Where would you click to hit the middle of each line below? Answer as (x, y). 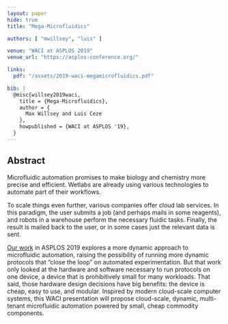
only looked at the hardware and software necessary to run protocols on (109, 269)
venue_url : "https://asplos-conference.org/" (73, 58)
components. (26, 313)
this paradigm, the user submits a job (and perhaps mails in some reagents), (114, 212)
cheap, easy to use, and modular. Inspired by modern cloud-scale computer (114, 291)
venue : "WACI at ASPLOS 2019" (50, 51)
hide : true (23, 20)
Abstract (26, 161)
